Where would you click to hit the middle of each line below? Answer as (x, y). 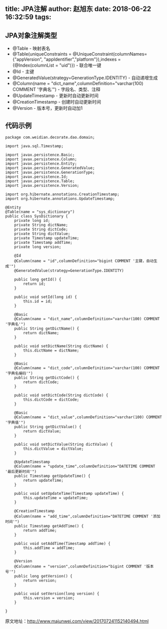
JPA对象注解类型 (31, 35)
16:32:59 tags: (28, 17)
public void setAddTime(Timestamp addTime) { (62, 544)
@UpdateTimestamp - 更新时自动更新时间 (55, 96)
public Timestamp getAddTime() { (49, 526)
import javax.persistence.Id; (37, 177)
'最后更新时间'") (21, 472)
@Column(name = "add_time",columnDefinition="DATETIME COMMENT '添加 (87, 517)
